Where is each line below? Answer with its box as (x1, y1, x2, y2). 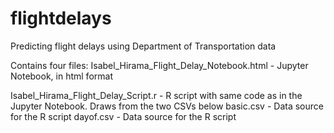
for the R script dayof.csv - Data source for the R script (10, 110, 237, 122)
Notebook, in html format (10, 70, 113, 82)
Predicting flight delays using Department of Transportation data (10, 40, 277, 52)
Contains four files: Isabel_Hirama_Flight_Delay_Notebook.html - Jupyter (10, 59, 309, 71)
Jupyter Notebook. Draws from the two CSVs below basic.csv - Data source (10, 100, 324, 112)
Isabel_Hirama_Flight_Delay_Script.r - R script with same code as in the (10, 89, 303, 101)
